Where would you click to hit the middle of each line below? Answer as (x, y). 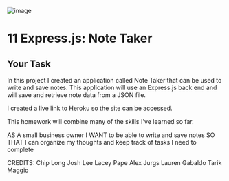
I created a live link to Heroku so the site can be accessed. (90, 108)
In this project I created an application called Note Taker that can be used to (115, 80)
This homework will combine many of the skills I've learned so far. (100, 121)
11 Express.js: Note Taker (80, 39)
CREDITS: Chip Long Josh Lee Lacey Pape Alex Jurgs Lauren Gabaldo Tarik (115, 163)
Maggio (18, 170)
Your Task (29, 64)
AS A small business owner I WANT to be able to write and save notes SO (111, 135)
